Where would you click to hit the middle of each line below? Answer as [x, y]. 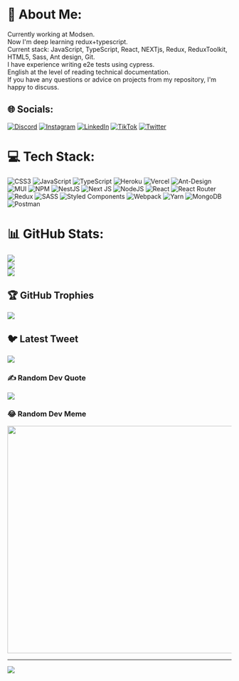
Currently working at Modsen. [51, 34]
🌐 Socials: [31, 109]
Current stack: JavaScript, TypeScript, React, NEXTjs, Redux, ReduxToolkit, [117, 49]
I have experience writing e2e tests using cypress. [81, 64]
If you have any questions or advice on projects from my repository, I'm [112, 79]
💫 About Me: [45, 15]
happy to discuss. [33, 87]
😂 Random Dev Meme [47, 414]
